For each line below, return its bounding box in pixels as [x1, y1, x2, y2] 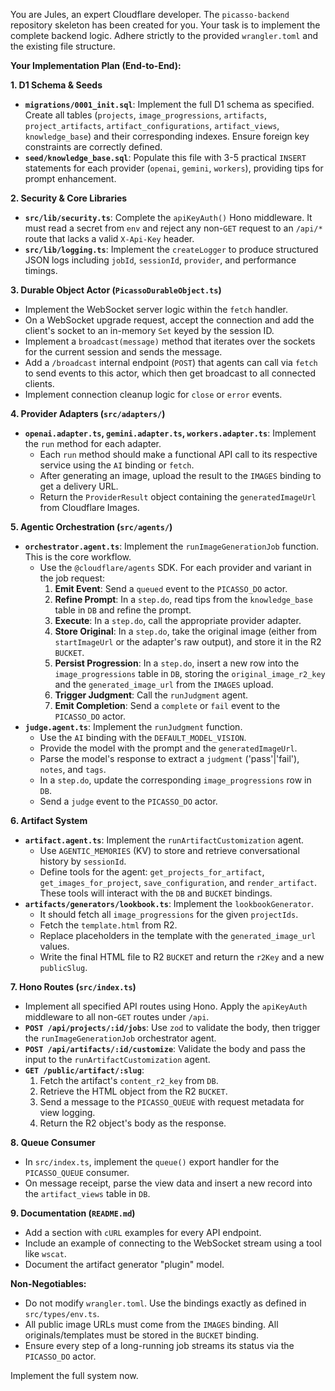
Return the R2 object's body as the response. [39, 1117, 227, 1129]
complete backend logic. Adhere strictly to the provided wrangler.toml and [10, 30, 319, 41]
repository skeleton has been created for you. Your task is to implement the [10, 19, 321, 31]
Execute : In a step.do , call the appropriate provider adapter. [54, 615, 302, 626]
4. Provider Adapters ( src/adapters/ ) [10, 408, 166, 419]
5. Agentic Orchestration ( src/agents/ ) [10, 521, 173, 533]
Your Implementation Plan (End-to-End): [10, 60, 182, 71]
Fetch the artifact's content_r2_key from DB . [39, 1075, 219, 1086]
